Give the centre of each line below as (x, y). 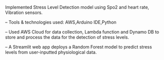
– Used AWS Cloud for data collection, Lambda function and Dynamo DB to (82, 32)
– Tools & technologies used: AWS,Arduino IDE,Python (61, 22)
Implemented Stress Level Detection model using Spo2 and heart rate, (77, 7)
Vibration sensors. (24, 12)
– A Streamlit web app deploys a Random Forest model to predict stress (79, 47)
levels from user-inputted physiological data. (51, 52)
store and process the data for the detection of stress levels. (67, 37)
